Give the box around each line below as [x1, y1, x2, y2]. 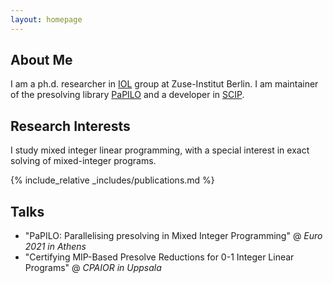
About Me [10, 52, 73, 69]
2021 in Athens [24, 241, 87, 253]
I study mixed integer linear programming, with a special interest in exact [10, 144, 310, 156]
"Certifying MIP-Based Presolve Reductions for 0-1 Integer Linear [24, 251, 295, 263]
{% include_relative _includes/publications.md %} [10, 174, 215, 186]
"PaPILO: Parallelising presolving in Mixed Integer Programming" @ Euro [24, 230, 323, 242]
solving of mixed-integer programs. [10, 155, 157, 167]
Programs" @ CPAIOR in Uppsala [24, 262, 162, 274]
